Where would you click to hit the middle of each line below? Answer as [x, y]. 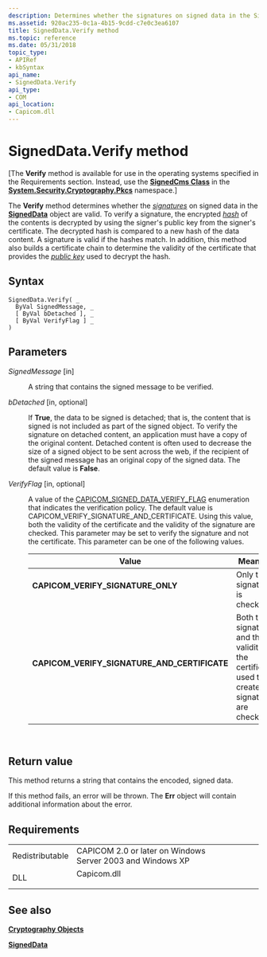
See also [30, 910]
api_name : [25, 75]
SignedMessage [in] [41, 371]
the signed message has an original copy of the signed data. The [134, 459]
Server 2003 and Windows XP [133, 861]
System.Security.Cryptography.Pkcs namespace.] [93, 190]
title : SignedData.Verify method [64, 30]
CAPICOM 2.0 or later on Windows [141, 851]
